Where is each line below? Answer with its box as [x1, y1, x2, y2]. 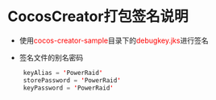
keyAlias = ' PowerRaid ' [23, 69, 103, 77]
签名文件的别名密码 [19, 52, 84, 62]
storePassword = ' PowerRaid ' [23, 76, 122, 85]
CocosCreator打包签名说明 [7, 7, 189, 26]
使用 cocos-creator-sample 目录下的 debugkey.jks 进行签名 [19, 35, 209, 45]
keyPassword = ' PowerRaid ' [23, 84, 114, 92]
